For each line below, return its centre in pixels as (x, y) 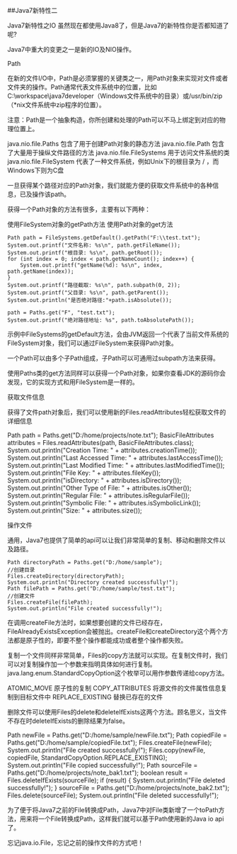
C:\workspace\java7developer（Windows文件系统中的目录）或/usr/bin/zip (115, 96)
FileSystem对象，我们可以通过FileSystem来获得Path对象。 (93, 343)
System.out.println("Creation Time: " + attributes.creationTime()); (102, 450)
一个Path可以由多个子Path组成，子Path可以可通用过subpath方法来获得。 (113, 358)
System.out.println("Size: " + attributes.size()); (75, 510)
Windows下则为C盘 (36, 170)
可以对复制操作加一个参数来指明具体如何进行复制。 (82, 664)
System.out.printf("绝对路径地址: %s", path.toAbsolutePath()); (101, 320)
